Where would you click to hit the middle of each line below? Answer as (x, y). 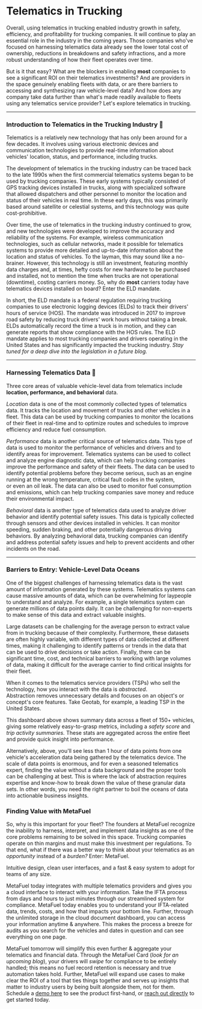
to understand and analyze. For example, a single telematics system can (96, 602)
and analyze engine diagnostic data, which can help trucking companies (96, 460)
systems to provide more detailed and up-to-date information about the (95, 250)
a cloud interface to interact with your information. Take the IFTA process (97, 892)
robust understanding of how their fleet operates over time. (80, 60)
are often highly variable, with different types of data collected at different (98, 639)
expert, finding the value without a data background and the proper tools (96, 770)
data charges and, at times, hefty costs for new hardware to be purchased (98, 269)
